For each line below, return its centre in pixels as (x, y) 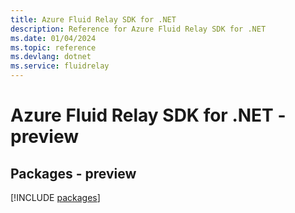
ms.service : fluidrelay (60, 66)
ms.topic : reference (53, 47)
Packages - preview (73, 173)
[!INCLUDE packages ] (55, 197)
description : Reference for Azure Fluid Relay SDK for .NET (138, 29)
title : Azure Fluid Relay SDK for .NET (93, 19)
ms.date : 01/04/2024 (53, 38)
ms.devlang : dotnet (51, 57)
